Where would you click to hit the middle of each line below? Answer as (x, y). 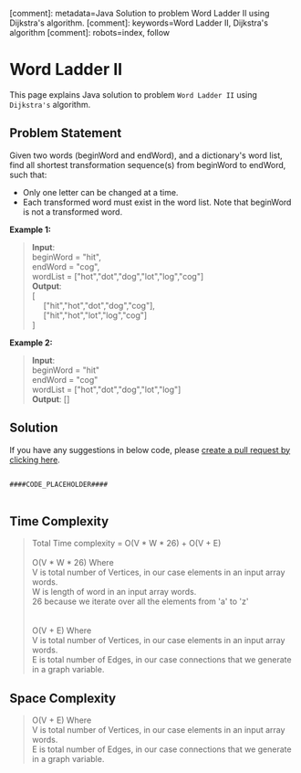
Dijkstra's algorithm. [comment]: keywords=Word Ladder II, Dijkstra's (139, 23)
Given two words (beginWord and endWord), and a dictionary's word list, (146, 155)
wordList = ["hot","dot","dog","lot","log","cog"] (118, 276)
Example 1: (31, 229)
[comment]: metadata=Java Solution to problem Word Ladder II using (140, 13)
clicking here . (35, 460)
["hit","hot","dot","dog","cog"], (99, 305)
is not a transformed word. (73, 212)
